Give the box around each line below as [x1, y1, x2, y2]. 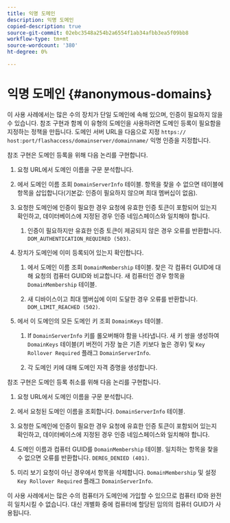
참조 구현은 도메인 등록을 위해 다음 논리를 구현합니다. [7, 151, 148, 159]
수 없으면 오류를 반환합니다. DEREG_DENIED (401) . [16, 453, 150, 462]
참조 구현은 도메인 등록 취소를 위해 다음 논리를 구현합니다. [7, 378, 161, 386]
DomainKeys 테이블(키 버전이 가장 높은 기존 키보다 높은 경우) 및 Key [27, 340, 205, 348]
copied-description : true [7, 23, 81, 30]
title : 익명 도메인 [7, 10, 56, 17]
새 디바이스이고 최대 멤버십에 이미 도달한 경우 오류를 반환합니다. [27, 295, 198, 303]
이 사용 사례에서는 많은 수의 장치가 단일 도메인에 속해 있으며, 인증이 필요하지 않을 [7, 110, 223, 118]
